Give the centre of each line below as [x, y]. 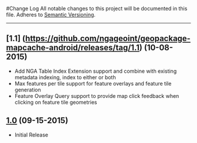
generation [28, 90]
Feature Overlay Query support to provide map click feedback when [97, 96]
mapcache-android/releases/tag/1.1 [73, 48]
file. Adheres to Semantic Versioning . [51, 15]
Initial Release [31, 135]
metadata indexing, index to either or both [65, 77]
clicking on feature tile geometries [56, 102]
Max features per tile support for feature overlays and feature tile [93, 83]
